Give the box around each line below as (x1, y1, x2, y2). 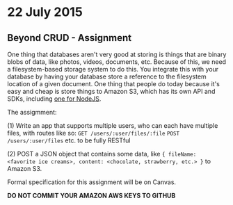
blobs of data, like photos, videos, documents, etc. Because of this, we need (7, 58, 227, 66)
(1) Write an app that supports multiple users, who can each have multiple (7, 122, 218, 129)
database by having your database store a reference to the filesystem (7, 72, 207, 81)
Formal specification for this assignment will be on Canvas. (7, 178, 176, 186)
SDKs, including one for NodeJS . (7, 95, 102, 103)
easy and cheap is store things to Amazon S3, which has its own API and (7, 88, 216, 95)
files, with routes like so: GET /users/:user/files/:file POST (7, 129, 179, 137)
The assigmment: (7, 108, 57, 116)
